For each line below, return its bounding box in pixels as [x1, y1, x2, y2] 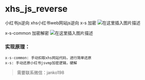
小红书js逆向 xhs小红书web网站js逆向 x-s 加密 [5, 20, 97, 26]
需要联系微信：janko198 [16, 70, 64, 76]
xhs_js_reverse [5, 3, 68, 14]
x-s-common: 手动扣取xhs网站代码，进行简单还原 [5, 55, 92, 61]
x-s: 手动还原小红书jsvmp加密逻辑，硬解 [5, 61, 77, 66]
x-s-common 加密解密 [5, 30, 49, 36]
